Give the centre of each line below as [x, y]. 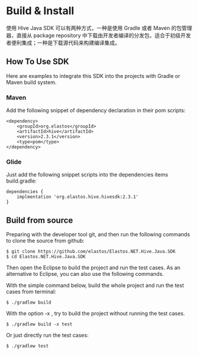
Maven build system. [31, 82]
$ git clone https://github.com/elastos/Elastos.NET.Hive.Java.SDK [91, 252]
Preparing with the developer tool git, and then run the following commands [98, 235]
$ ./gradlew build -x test [39, 324]
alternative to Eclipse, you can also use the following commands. [85, 274]
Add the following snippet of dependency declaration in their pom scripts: [96, 110]
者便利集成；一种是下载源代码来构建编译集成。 [63, 43]
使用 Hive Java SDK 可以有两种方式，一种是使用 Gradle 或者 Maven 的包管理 [99, 28]
